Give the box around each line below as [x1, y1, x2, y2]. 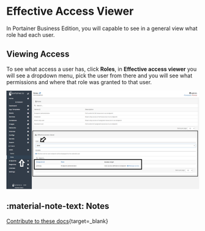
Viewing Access [6, 49, 70, 60]
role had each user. [6, 31, 55, 38]
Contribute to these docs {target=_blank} [6, 217, 109, 225]
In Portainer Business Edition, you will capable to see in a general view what [6, 25, 198, 32]
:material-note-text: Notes [6, 201, 110, 211]
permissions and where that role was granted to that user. [6, 78, 152, 85]
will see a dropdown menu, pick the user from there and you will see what [6, 72, 193, 79]
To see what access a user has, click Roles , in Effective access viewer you [6, 65, 197, 72]
